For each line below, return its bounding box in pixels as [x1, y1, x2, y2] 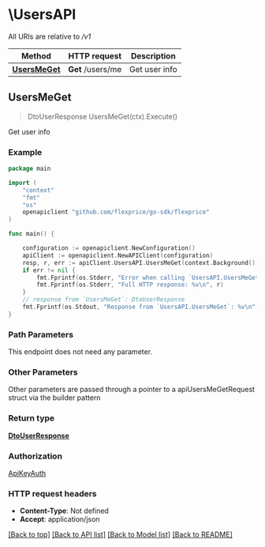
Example [8, 146, 43, 157]
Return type [8, 413, 55, 424]
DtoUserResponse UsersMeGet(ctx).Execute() [27, 111, 178, 121]
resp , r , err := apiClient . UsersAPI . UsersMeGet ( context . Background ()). [22, 258, 263, 266]
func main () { [8, 230, 55, 238]
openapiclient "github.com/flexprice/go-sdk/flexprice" [22, 208, 211, 217]
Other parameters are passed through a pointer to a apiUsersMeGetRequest [8, 385, 255, 394]
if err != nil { [22, 266, 77, 274]
